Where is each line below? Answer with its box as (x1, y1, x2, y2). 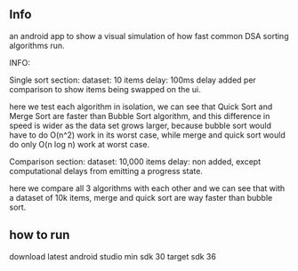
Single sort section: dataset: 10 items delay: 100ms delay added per (9, 75, 256, 85)
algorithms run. (9, 40, 65, 51)
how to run (9, 227, 70, 243)
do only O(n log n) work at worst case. (9, 139, 149, 149)
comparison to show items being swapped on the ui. (9, 84, 202, 94)
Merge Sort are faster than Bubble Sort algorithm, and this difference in (9, 110, 270, 121)
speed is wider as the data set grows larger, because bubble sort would (9, 120, 271, 131)
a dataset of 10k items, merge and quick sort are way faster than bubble (9, 192, 273, 203)
